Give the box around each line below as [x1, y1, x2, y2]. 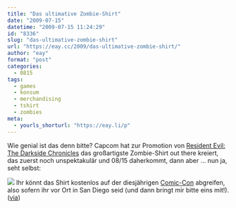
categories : [7, 63, 42, 70]
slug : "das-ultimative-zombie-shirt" [7, 37, 118, 44]
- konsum [13, 89, 39, 96]
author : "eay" [7, 50, 49, 57]
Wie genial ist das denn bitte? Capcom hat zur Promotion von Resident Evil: [7, 141, 225, 149]
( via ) [7, 193, 21, 202]
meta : [7, 115, 23, 122]
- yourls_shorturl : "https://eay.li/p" [13, 121, 131, 129]
